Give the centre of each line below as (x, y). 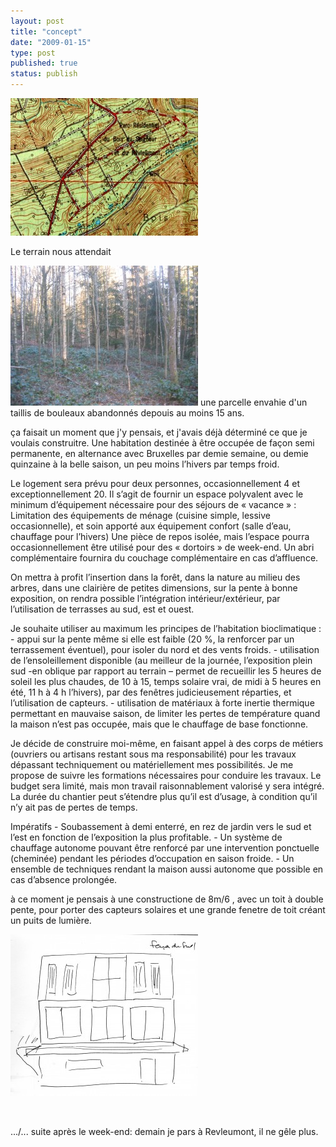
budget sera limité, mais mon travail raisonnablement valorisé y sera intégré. (167, 786)
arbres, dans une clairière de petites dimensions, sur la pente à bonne (154, 588)
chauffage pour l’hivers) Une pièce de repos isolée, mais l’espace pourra (160, 536)
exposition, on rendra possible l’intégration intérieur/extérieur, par (145, 598)
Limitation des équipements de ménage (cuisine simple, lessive (141, 515)
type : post (33, 53)
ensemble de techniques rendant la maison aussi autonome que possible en (167, 869)
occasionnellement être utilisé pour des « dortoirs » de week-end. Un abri (162, 547)
